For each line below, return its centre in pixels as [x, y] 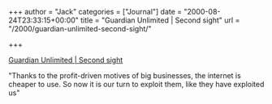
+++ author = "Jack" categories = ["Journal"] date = [95, 12]
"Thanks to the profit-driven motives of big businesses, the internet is [125, 75]
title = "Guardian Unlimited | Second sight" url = [160, 20]
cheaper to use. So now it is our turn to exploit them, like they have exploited [136, 84]
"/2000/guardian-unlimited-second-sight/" [80, 29]
